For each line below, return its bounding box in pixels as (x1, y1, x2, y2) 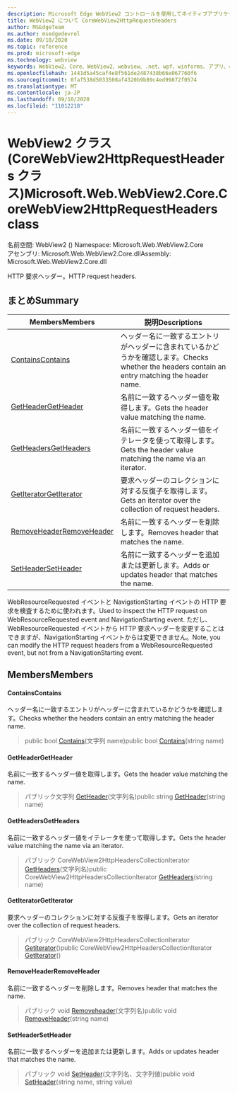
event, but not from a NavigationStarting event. (7, 648, 144, 657)
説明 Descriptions (144, 317, 203, 327)
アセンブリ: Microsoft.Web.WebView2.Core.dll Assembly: (7, 249, 171, 258)
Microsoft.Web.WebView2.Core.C (24, 185, 228, 202)
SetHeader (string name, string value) (24, 1077, 133, 1087)
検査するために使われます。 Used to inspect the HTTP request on (19, 606, 207, 614)
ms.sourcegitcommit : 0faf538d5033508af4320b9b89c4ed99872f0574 (7, 76, 197, 84)
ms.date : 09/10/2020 (7, 37, 68, 44)
